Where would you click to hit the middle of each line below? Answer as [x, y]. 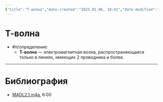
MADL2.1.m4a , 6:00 [32, 94]
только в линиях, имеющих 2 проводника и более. [72, 57]
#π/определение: [30, 47]
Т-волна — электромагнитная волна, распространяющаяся [82, 52]
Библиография [36, 81]
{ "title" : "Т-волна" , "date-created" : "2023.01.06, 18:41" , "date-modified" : [81, 9]
